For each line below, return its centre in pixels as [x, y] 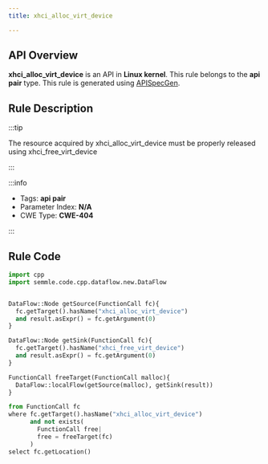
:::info [18, 183]
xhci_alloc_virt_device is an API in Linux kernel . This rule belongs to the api [134, 75]
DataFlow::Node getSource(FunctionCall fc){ [84, 303]
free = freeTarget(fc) [75, 437]
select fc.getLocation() [50, 452]
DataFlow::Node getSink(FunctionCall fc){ [80, 341]
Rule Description [51, 108]
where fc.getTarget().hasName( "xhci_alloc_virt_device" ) [106, 414]
